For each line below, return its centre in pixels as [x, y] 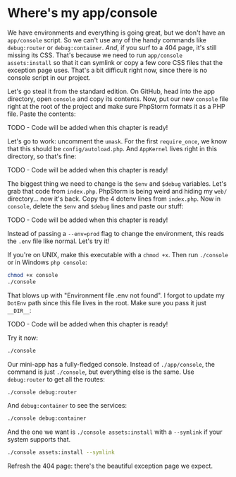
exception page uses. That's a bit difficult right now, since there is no [107, 70]
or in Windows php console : [47, 262]
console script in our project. [49, 77]
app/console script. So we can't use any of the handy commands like [107, 40]
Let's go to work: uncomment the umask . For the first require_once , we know [117, 141]
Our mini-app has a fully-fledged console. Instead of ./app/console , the [111, 364]
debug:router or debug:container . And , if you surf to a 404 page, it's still [112, 47]
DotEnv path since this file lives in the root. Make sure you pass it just [107, 302]
